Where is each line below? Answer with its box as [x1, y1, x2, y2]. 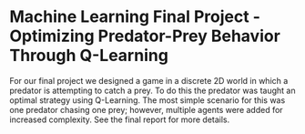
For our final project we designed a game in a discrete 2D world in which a [9, 75, 289, 86]
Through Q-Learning [9, 46, 168, 66]
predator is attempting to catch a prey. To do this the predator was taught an [9, 85, 296, 96]
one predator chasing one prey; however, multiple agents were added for [9, 104, 284, 115]
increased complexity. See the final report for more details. [9, 114, 230, 125]
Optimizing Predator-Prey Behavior [9, 26, 280, 46]
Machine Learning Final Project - [9, 6, 261, 27]
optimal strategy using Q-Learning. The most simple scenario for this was [9, 94, 286, 106]
